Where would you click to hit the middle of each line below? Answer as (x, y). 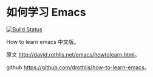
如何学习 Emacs (46, 12)
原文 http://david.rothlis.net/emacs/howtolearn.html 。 (73, 54)
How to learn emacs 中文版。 (43, 42)
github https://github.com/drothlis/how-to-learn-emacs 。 (78, 67)
